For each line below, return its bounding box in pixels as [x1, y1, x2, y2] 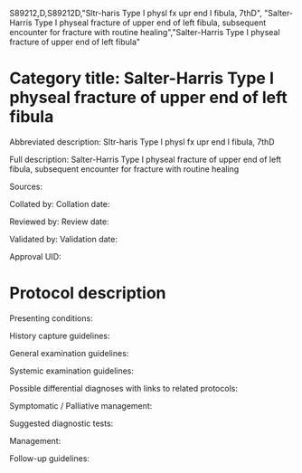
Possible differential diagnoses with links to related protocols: [9, 383, 238, 393]
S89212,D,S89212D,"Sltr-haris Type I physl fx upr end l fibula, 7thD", [9, 8, 262, 18]
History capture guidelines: [9, 330, 110, 341]
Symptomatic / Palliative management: [9, 400, 153, 411]
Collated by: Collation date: [9, 198, 110, 209]
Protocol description [9, 283, 166, 304]
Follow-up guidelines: [9, 452, 90, 464]
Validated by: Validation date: [9, 233, 118, 244]
